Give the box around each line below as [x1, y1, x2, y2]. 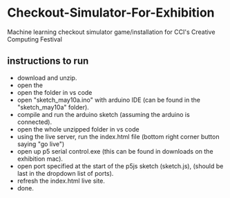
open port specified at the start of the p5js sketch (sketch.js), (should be [17, 161, 224, 170]
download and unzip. [17, 73, 77, 82]
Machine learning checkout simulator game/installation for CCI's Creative [7, 28, 215, 36]
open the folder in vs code [17, 88, 93, 96]
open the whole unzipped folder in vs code [17, 125, 140, 133]
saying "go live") [17, 140, 65, 148]
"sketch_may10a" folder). [17, 102, 90, 111]
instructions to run [7, 55, 89, 67]
